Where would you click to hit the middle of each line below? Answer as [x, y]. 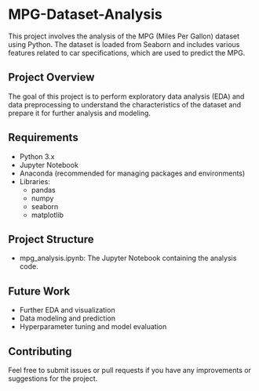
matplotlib [47, 215]
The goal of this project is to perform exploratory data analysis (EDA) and [126, 96]
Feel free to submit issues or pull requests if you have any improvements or [129, 370]
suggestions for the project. [53, 378]
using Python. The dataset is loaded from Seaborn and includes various [124, 44]
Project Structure [51, 239]
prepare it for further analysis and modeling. [80, 113]
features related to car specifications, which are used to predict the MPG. [127, 52]
